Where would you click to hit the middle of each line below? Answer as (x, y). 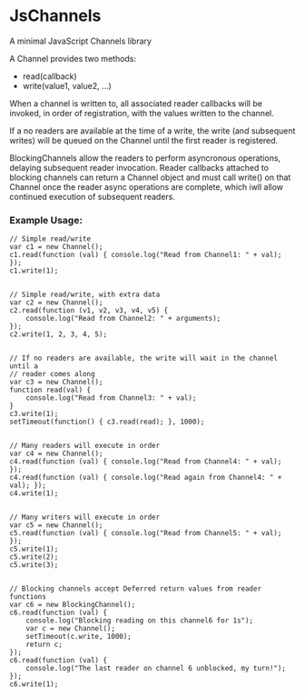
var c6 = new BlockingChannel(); (73, 605)
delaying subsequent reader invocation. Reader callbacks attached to (139, 167)
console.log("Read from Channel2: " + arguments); (123, 319)
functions (28, 597)
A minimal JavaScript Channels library (81, 41)
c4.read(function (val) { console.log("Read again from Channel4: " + (146, 478)
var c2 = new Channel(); (56, 303)
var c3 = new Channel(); (56, 383)
